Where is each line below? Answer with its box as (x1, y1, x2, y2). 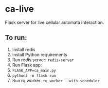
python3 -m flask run (12, 73, 56, 78)
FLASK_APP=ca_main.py (12, 68, 56, 73)
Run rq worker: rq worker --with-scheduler (12, 77, 100, 83)
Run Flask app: (12, 62, 42, 68)
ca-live (5, 3, 34, 15)
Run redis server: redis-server (12, 57, 74, 63)
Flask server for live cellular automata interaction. (5, 19, 104, 25)
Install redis (12, 46, 36, 52)
